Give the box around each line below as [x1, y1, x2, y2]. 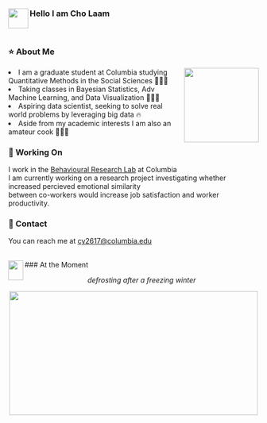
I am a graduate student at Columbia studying [18, 67, 168, 77]
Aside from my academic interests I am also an [18, 118, 172, 128]
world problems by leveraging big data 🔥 [8, 110, 141, 119]
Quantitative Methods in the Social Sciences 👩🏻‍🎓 [8, 75, 168, 85]
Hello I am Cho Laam [29, 8, 110, 19]
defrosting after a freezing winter [87, 275, 196, 285]
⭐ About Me [8, 46, 55, 57]
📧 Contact [8, 218, 48, 229]
